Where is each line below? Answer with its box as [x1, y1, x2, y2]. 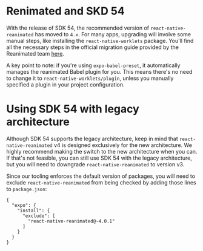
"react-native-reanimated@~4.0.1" [28, 218, 115, 224]
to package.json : [6, 185, 47, 192]
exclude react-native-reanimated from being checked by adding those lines [6, 178, 196, 186]
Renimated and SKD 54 [6, 4, 125, 18]
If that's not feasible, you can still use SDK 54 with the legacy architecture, [6, 154, 193, 161]
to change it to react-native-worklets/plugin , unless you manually [6, 74, 174, 82]
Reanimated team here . [6, 50, 65, 57]
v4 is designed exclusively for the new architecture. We [53, 141, 193, 149]
